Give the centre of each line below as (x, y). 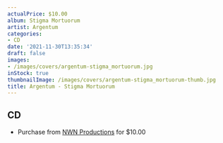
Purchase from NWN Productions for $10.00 (82, 132)
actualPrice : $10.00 (38, 14)
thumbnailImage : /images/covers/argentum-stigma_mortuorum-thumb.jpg (112, 80)
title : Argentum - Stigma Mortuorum (61, 86)
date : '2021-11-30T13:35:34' (50, 47)
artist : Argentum (33, 27)
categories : (25, 34)
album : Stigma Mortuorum (44, 21)
